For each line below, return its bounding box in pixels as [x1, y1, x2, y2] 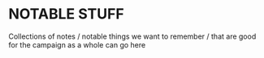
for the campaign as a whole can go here [8, 39, 146, 49]
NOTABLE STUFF [8, 5, 124, 23]
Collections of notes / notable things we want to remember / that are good [8, 31, 257, 41]
